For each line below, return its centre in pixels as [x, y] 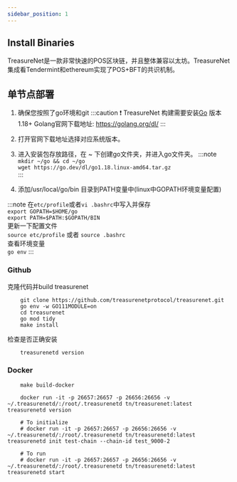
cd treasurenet [43, 313]
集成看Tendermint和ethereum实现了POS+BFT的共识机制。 [93, 70]
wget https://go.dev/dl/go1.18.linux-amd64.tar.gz [94, 168]
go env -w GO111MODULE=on [59, 306]
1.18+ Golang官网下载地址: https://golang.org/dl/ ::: [91, 124]
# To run [33, 454]
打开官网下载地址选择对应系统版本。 [71, 139]
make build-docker [47, 385]
